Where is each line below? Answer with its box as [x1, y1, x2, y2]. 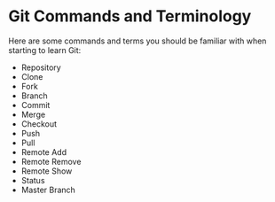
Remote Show [20, 166, 73, 176]
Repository [20, 62, 61, 73]
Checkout [20, 118, 58, 129]
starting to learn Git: [8, 44, 82, 55]
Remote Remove [20, 156, 82, 167]
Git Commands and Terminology [8, 6, 252, 27]
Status [20, 175, 45, 185]
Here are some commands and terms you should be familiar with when [8, 35, 267, 46]
